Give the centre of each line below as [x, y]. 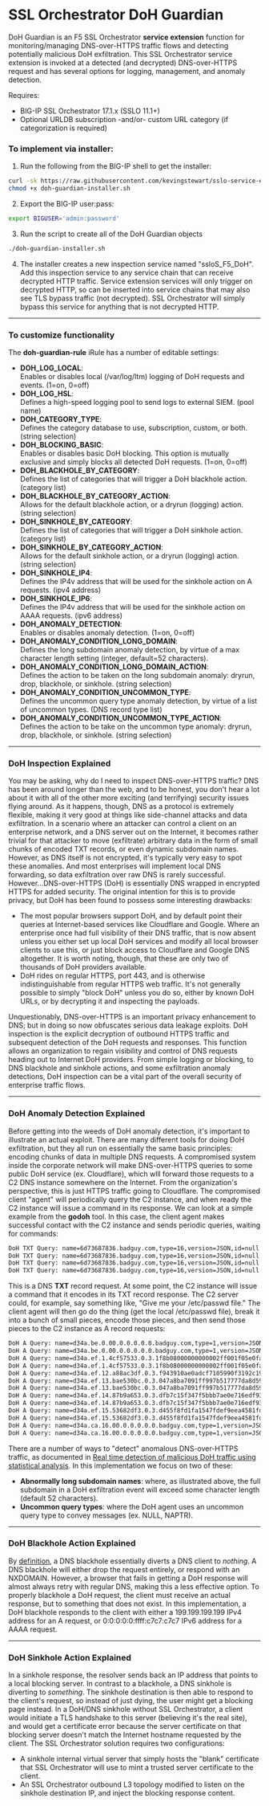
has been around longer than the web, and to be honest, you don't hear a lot [134, 790]
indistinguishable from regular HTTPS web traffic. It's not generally [130, 984]
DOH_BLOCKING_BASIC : [62, 445]
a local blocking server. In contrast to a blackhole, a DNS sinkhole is [120, 1684]
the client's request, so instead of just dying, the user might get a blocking [131, 1701]
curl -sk [23, 181]
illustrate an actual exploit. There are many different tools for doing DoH [126, 1139]
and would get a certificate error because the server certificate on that [125, 1726]
